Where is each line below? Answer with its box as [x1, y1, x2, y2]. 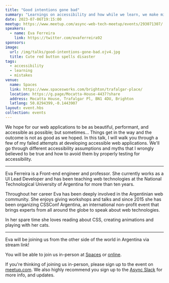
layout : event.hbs [5, 106, 44, 111]
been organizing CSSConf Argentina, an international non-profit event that [5, 202, 159, 208]
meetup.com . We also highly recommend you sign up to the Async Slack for [5, 266, 162, 272]
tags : [5, 59, 17, 64]
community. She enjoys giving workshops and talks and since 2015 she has [5, 196, 162, 202]
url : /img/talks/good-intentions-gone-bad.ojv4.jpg [10, 49, 121, 54]
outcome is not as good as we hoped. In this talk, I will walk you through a [5, 134, 158, 141]
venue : [5, 77, 19, 82]
